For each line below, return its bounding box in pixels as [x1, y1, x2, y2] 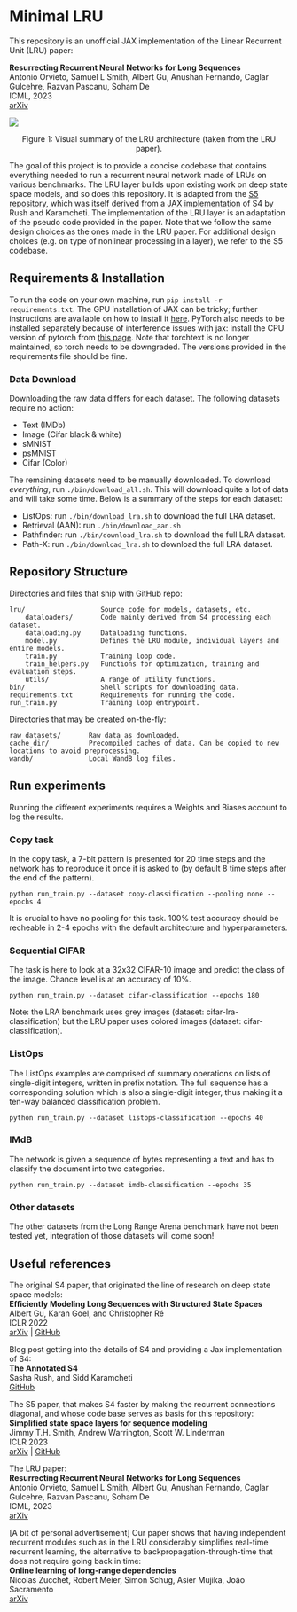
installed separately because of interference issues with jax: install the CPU [9, 322, 285, 333]
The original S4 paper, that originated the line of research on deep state [9, 1279, 271, 1290]
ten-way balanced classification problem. [9, 1096, 160, 1107]
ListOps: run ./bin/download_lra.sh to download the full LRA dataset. [21, 511, 277, 521]
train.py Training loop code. [25, 652, 176, 661]
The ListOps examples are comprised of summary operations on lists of [9, 1068, 270, 1078]
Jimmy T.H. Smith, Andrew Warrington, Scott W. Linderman [9, 1427, 226, 1437]
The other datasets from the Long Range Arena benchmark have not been [9, 1221, 279, 1232]
